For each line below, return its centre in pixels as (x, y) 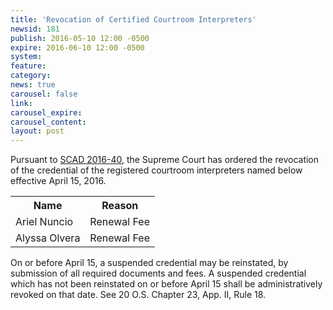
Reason (120, 206)
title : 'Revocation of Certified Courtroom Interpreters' (133, 19)
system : (26, 57)
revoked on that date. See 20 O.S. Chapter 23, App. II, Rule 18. (138, 295)
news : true (33, 85)
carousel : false (44, 94)
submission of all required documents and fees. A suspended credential (158, 273)
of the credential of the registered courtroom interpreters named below (156, 170)
